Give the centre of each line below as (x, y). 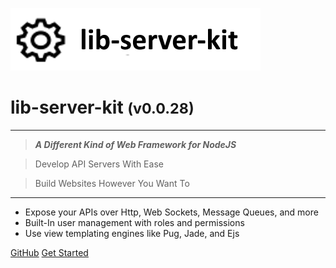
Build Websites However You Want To (112, 183)
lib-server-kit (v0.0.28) (102, 107)
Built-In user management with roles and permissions (134, 222)
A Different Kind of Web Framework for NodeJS (135, 144)
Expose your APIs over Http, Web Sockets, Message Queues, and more (171, 212)
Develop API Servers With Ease (99, 164)
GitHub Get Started (49, 252)
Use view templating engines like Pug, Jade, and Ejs (132, 233)
